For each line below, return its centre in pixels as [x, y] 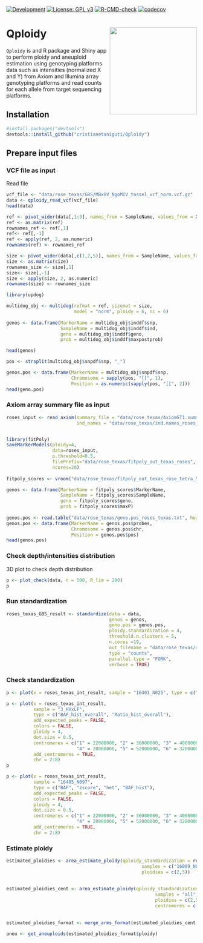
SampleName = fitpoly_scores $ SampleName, [113, 495]
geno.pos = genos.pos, [137, 625]
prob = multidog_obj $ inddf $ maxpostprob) [112, 340]
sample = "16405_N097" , [63, 782]
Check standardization [40, 680]
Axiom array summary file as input [58, 405]
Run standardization [37, 601]
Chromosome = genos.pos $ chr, [108, 529]
